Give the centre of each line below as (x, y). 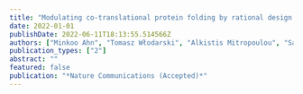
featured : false (40, 68)
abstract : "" (34, 59)
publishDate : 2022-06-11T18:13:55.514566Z (90, 34)
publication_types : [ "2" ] (58, 51)
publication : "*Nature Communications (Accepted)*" (108, 76)
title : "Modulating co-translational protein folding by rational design (151, 17)
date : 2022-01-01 (42, 26)
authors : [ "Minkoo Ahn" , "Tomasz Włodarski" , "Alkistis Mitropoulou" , (145, 43)
